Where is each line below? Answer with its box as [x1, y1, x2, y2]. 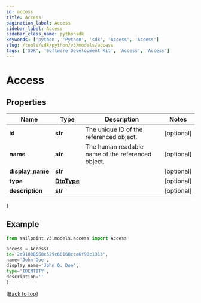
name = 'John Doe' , [6, 257, 50, 263]
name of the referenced [85, 150, 152, 158]
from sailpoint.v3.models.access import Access [6, 235, 127, 241]
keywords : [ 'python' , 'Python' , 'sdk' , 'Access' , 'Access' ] [6, 37, 160, 43]
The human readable [85, 142, 144, 150]
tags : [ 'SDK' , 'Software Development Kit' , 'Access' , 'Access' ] [6, 48, 170, 54]
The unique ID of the [85, 125, 143, 134]
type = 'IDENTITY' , [6, 268, 50, 274]
